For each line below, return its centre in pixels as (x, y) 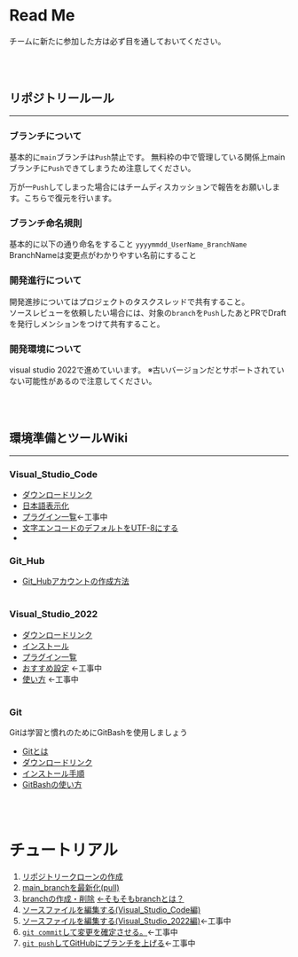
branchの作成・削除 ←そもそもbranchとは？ (103, 898)
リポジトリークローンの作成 (73, 876)
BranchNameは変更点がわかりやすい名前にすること (103, 255)
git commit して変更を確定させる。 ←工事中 (100, 931)
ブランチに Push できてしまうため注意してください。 (102, 169)
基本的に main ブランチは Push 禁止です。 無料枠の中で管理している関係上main (147, 157)
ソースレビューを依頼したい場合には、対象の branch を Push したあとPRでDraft (148, 312)
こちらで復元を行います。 (70, 198)
